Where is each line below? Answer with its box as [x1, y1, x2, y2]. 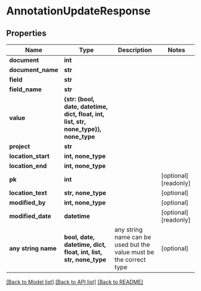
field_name [9, 85, 42, 94]
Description [117, 46, 153, 54]
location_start [9, 152, 50, 160]
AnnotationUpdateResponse [6, 4, 151, 18]
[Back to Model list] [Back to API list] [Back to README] [6, 278, 144, 286]
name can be [114, 233, 151, 241]
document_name [9, 66, 59, 74]
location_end [9, 162, 47, 170]
